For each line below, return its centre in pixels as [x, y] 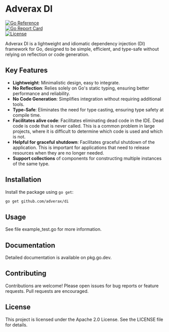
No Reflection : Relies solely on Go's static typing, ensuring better [81, 88]
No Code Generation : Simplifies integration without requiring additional [87, 99]
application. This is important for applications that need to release [81, 147]
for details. [16, 325]
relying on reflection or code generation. [47, 54]
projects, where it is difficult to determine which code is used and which [88, 131]
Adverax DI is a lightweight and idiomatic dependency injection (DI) [75, 43]
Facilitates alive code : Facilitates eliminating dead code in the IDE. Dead [88, 120]
